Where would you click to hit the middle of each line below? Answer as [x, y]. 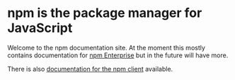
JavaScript [40, 28]
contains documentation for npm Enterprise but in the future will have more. [118, 55]
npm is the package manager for [105, 13]
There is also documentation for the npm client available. [90, 69]
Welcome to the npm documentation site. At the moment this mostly [106, 47]
